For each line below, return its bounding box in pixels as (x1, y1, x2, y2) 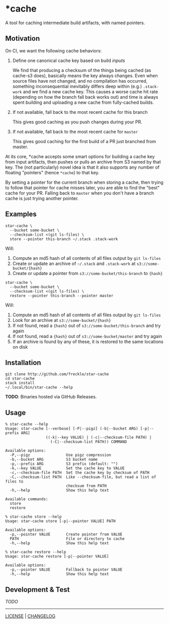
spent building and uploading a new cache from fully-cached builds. (12, 99, 154, 105)
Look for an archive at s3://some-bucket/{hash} (12, 317, 111, 323)
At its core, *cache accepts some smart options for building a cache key (5, 153, 155, 159)
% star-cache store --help (5, 514, 62, 519)
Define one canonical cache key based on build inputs (12, 57, 125, 63)
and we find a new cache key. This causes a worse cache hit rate (23, 89, 158, 95)
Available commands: (5, 497, 49, 502)
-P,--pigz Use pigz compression (10, 453, 112, 458)
